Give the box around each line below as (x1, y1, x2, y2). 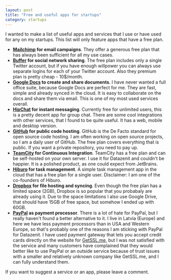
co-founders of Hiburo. (12, 177, 62, 184)
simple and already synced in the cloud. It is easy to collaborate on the (12, 90, 162, 96)
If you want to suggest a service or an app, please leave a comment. (5, 269, 150, 275)
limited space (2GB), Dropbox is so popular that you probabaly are (12, 188, 152, 194)
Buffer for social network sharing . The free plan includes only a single (12, 57, 162, 64)
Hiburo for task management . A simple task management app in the (12, 166, 157, 172)
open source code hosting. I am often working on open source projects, (12, 134, 164, 140)
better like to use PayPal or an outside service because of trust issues (12, 248, 160, 254)
